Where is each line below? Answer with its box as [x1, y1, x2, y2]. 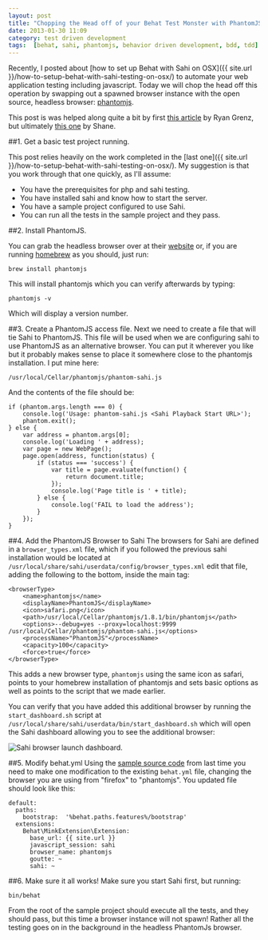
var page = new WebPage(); [22, 445, 112, 453]
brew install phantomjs [8, 265, 88, 273]
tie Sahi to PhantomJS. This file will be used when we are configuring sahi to [8, 333, 260, 342]
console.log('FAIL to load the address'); [50, 501, 195, 509]
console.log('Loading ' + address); [22, 438, 145, 446]
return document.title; [65, 473, 145, 481]
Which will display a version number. [8, 309, 129, 318]
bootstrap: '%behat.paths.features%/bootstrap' [22, 813, 187, 822]
